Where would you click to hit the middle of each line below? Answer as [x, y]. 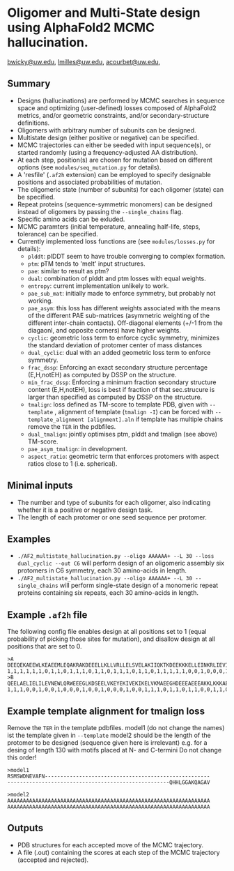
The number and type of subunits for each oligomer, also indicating [114, 502]
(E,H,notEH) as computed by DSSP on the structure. [102, 374]
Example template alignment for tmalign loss [106, 711]
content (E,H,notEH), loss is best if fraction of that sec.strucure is [121, 389]
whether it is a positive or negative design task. [85, 510]
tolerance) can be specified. [58, 234]
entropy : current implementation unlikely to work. [98, 286]
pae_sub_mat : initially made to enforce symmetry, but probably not [122, 293]
